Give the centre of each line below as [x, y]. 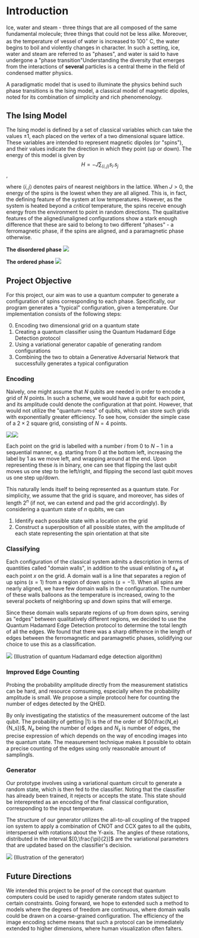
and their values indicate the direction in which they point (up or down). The [99, 149]
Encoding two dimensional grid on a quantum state [77, 326]
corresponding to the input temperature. [56, 808]
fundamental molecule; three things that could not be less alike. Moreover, [97, 33]
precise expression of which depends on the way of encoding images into [97, 736]
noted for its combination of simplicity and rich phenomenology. [84, 97]
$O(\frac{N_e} [162, 722]
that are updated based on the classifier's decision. [69, 845]
